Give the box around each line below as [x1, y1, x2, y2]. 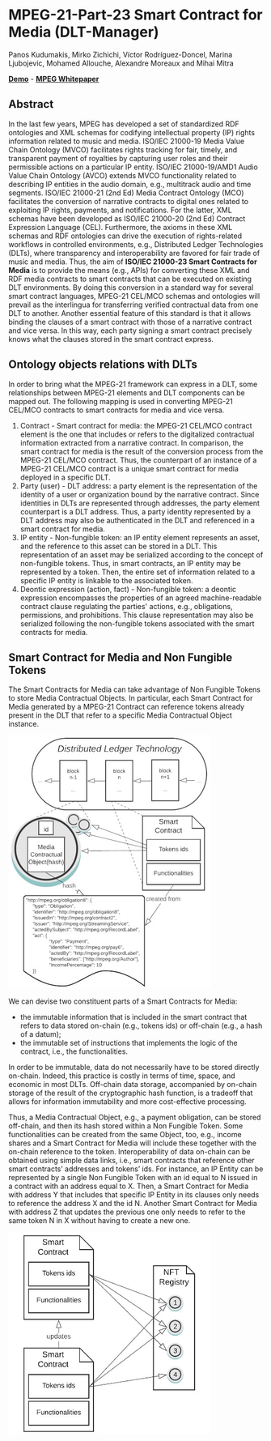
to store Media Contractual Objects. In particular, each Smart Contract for [8, 693, 253, 703]
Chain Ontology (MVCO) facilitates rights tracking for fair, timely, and [8, 144, 238, 155]
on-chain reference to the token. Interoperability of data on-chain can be [8, 1147, 251, 1157]
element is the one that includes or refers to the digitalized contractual [19, 429, 255, 439]
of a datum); [19, 1030, 61, 1039]
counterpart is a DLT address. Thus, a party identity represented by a [19, 506, 251, 516]
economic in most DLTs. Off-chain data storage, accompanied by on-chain [8, 1080, 257, 1089]
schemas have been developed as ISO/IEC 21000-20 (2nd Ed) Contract [8, 213, 246, 224]
